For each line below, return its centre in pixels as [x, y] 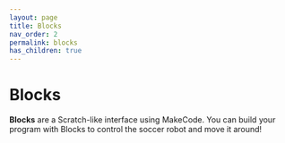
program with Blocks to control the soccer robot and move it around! [136, 130]
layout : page [34, 17]
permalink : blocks [43, 42]
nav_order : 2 [34, 34]
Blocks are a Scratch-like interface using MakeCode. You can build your [142, 120]
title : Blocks [36, 26]
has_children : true [46, 51]
